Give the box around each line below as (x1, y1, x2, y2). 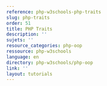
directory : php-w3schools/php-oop (6, 59, 94, 65)
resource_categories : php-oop (6, 43, 83, 49)
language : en (6, 54, 39, 60)
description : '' (6, 31, 47, 38)
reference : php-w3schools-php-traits (6, 8, 102, 15)
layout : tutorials (6, 71, 53, 77)
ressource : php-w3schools (6, 48, 71, 55)
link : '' (6, 65, 28, 71)
